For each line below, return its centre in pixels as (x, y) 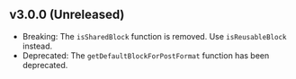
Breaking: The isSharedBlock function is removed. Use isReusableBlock (154, 36)
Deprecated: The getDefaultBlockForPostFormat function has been (146, 55)
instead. (37, 46)
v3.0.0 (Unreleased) (67, 15)
